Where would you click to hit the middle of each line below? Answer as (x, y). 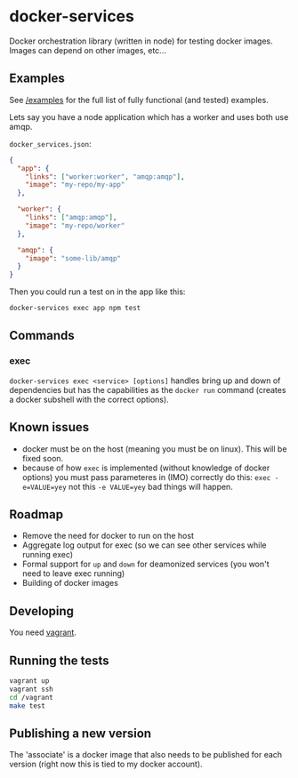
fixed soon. (43, 458)
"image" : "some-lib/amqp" (73, 258)
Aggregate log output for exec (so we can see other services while (144, 545)
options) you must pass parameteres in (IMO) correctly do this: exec (146, 477)
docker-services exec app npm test (75, 309)
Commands (42, 336)
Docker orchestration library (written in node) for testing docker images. (141, 41)
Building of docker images (70, 583)
